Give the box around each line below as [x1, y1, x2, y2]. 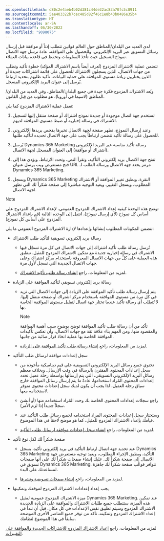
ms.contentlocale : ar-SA [5, 21, 56, 26]
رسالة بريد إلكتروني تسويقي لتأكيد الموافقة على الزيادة [12, 279, 112, 285]
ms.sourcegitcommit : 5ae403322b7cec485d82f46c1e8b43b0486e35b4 [5, 12, 137, 17]
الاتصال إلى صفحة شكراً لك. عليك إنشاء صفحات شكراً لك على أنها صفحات [20, 456, 154, 462]
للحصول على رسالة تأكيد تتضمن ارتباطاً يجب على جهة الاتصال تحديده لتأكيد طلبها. [12, 133, 159, 138]
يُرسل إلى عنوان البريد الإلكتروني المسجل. [5, 79, 82, 85]
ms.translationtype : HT [5, 16, 54, 21]
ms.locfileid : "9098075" [5, 30, 56, 35]
